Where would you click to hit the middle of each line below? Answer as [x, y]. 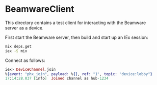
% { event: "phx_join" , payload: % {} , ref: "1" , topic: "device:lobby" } [79, 74]
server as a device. [24, 28]
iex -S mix [16, 51]
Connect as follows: [25, 60]
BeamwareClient [40, 9]
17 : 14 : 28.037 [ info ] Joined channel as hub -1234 [57, 79]
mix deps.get [18, 46]
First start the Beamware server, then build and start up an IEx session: [77, 37]
